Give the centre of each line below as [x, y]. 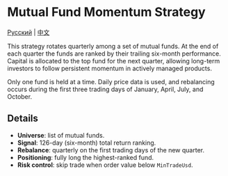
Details [23, 119]
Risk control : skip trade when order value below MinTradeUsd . [105, 165]
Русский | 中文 [28, 32]
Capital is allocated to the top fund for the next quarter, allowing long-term [114, 61]
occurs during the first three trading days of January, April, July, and [105, 89]
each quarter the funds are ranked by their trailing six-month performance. [114, 54]
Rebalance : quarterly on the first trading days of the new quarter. [111, 150]
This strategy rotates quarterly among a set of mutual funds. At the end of [113, 46]
